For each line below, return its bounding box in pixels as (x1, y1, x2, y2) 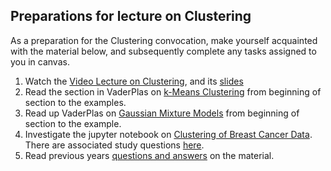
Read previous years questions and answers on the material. (24, 149, 275, 161)
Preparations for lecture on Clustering (10, 8, 252, 25)
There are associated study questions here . (24, 139, 205, 151)
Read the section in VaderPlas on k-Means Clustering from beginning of (24, 85, 322, 98)
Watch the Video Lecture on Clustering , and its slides (24, 75, 244, 87)
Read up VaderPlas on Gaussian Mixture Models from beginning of (24, 107, 300, 119)
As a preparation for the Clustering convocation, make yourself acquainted (10, 34, 318, 46)
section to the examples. (24, 96, 127, 108)
